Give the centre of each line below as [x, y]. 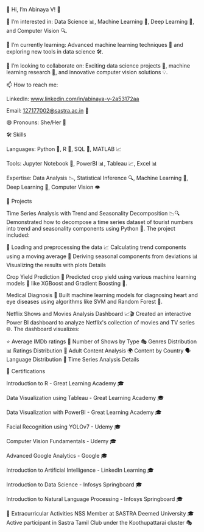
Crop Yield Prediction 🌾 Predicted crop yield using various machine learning [101, 277]
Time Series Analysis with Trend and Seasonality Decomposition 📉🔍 [93, 213]
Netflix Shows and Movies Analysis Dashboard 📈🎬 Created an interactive [99, 314]
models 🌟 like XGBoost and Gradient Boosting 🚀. [67, 283]
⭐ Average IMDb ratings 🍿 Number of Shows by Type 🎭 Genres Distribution [101, 341]
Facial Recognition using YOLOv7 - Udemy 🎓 [64, 427]
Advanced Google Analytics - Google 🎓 [57, 456]
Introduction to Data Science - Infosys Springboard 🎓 [74, 485]
